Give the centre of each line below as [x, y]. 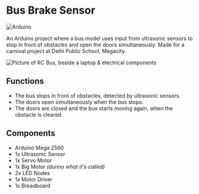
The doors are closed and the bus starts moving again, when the [94, 108]
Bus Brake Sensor [51, 10]
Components [31, 134]
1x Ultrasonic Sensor [40, 154]
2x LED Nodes [32, 173]
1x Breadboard [32, 186]
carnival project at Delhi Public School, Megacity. [66, 51]
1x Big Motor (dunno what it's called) [60, 167]
